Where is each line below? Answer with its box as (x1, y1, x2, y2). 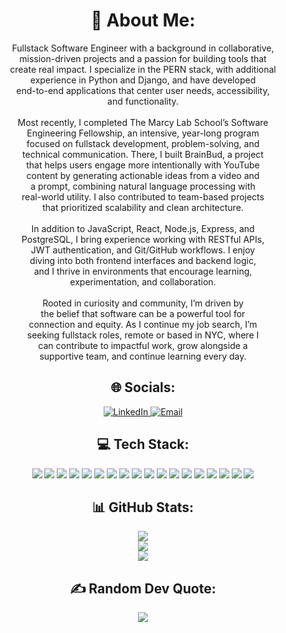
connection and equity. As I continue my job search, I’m (28, 318, 258, 330)
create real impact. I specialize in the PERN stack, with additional (9, 63, 277, 75)
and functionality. (107, 95, 179, 107)
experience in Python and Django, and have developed (29, 74, 257, 86)
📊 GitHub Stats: (91, 499, 195, 516)
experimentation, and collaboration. (69, 275, 217, 288)
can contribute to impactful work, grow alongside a (38, 339, 248, 351)
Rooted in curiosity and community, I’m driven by (42, 297, 244, 309)
